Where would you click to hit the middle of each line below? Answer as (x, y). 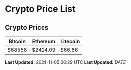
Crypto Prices (27, 28)
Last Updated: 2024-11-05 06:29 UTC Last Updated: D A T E (65, 62)
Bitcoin (17, 41)
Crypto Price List (40, 9)
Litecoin (70, 41)
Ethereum (44, 41)
